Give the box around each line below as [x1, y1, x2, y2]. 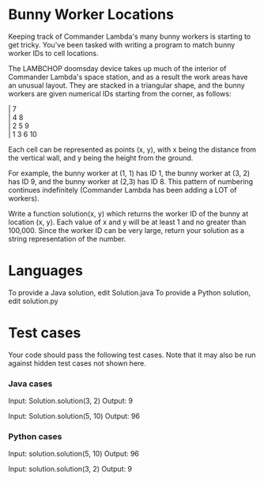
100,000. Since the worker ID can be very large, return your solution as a [8, 225, 245, 235]
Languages [8, 262, 83, 280]
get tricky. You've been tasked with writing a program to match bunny [8, 39, 236, 49]
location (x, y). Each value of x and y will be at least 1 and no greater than [8, 217, 247, 227]
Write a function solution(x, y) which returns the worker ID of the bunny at [8, 209, 249, 218]
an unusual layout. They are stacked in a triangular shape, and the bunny [8, 81, 245, 90]
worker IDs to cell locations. [8, 48, 99, 58]
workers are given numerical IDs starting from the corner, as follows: [8, 88, 232, 98]
